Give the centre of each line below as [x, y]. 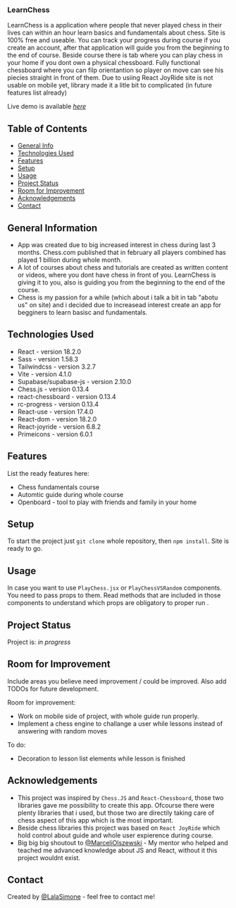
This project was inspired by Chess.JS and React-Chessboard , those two [120, 798]
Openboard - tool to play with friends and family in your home [107, 502]
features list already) [37, 92]
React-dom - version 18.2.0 [57, 419]
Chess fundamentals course [58, 487]
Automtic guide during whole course [70, 494]
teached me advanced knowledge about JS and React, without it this [117, 850]
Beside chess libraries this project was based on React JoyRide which [119, 828]
